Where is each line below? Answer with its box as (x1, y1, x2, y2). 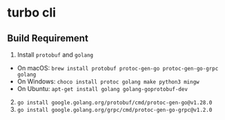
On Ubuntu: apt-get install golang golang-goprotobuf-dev (17, 85, 188, 92)
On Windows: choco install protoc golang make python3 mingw (17, 77, 200, 86)
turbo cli (7, 5, 57, 21)
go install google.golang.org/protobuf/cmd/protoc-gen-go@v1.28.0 (17, 99, 213, 106)
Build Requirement (7, 32, 88, 44)
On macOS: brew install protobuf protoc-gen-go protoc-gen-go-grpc (17, 64, 219, 72)
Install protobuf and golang (17, 50, 94, 59)
